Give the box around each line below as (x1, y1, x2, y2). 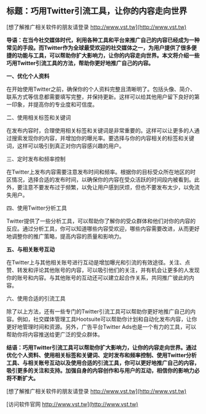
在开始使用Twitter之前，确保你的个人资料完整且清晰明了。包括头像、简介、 (6, 85, 196, 93)
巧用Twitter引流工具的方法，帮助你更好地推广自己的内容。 (6, 59, 154, 66)
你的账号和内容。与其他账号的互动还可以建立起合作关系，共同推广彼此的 (6, 274, 189, 281)
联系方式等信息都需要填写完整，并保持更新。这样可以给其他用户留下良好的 (6, 93, 194, 100)
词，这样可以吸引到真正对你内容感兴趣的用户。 (6, 142, 124, 149)
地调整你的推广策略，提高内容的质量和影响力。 (6, 232, 124, 240)
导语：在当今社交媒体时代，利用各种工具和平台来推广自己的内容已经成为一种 (6, 36, 200, 44)
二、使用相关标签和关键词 (6, 113, 71, 121)
